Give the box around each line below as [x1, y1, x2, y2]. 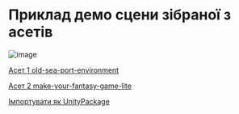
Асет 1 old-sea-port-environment [8, 65, 119, 74]
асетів [8, 23, 53, 41]
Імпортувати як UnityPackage [8, 96, 111, 106]
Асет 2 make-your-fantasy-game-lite [8, 81, 132, 91]
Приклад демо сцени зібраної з [8, 6, 232, 24]
